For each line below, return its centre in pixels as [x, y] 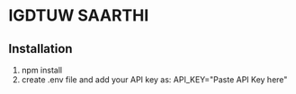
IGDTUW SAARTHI [79, 16]
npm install [42, 70]
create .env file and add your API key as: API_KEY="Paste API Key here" [154, 80]
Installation [40, 49]
